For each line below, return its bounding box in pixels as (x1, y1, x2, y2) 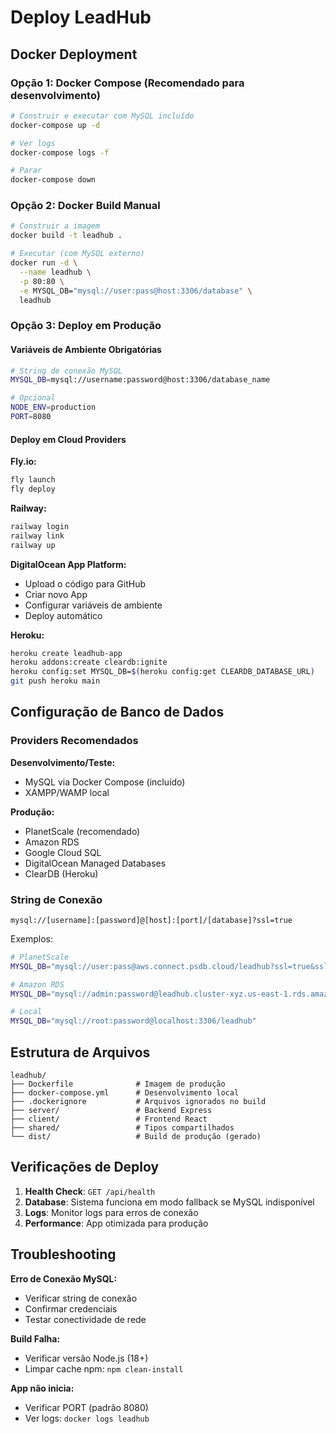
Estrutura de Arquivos (10, 1044, 151, 1061)
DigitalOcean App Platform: (10, 558, 127, 570)
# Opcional (10, 393, 56, 403)
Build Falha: (10, 1332, 61, 1345)
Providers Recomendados (10, 734, 139, 748)
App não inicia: (10, 1382, 75, 1394)
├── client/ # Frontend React (10, 1114, 208, 1125)
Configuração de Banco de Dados (10, 704, 225, 721)
